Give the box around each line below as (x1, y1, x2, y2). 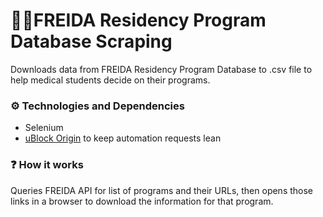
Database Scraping (10, 30, 173, 53)
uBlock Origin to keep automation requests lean (24, 132, 222, 144)
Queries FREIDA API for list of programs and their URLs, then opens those (10, 184, 314, 196)
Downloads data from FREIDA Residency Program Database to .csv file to (10, 63, 313, 75)
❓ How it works (10, 158, 84, 172)
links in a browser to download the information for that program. (10, 195, 274, 207)
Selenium (24, 122, 64, 134)
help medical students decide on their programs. (10, 74, 211, 86)
